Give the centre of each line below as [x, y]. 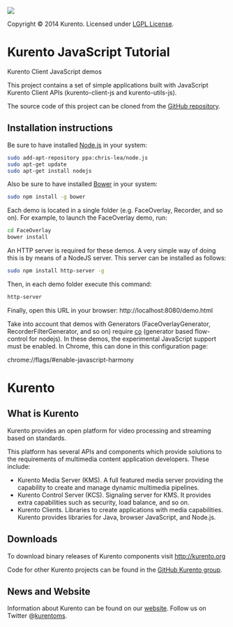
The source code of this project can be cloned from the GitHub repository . [114, 106]
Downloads [32, 539]
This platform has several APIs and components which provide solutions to [114, 451]
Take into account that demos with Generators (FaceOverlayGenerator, [109, 324]
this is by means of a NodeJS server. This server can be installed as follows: [117, 258]
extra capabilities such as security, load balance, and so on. [103, 502]
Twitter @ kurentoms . [37, 616]
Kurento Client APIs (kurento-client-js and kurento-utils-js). [92, 92]
